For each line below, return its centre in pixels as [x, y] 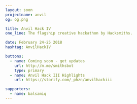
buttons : [14, 56]
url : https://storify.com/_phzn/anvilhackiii [63, 80]
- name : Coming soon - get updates [47, 61]
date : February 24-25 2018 [34, 43]
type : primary [29, 71]
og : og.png [17, 19]
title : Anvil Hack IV [28, 28]
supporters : [18, 89]
